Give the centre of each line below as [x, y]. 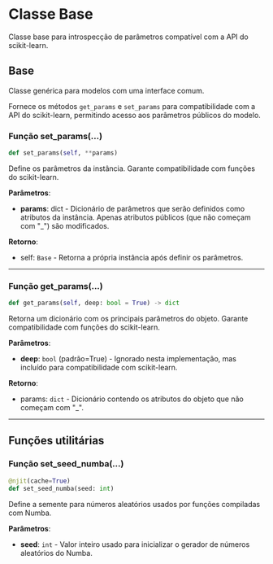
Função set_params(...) [56, 136]
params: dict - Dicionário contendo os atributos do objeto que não [132, 399]
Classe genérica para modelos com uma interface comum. [106, 90]
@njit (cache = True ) [39, 481]
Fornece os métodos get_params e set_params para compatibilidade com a [132, 106]
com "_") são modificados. [65, 225]
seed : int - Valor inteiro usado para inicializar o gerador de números [135, 544]
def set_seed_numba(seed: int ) [61, 488]
